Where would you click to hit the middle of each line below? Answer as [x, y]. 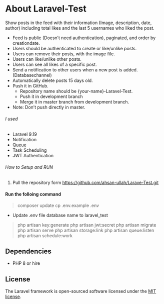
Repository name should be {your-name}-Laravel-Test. [76, 91]
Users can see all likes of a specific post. [54, 64]
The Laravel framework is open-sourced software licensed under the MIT [81, 291]
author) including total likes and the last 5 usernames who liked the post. [80, 28]
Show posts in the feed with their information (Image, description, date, [78, 23]
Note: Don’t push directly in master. [49, 107]
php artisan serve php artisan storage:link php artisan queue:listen [86, 230]
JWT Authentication [33, 156]
